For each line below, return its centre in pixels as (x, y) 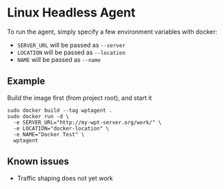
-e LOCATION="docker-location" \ (61, 129)
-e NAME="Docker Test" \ (49, 134)
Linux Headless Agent (71, 13)
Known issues (38, 162)
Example (26, 81)
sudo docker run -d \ (38, 116)
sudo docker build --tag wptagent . (60, 110)
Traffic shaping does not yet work (65, 178)
